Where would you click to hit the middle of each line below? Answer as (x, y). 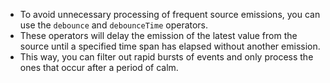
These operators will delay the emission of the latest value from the (158, 35)
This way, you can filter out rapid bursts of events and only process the (166, 57)
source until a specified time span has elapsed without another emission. (170, 46)
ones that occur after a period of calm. (99, 67)
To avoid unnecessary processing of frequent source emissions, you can (170, 14)
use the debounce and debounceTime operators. (114, 25)
